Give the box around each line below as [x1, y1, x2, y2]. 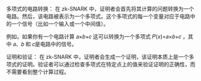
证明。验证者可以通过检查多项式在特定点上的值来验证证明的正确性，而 [22, 61, 196, 68]
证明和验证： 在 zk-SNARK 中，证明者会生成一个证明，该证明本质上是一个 [6, 53, 189, 60]
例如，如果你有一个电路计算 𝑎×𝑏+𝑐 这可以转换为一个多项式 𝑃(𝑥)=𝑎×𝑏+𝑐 [6, 33, 182, 40]
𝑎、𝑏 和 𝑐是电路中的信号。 [13, 41, 77, 47]
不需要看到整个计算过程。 [6, 68, 70, 75]
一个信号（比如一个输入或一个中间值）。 [11, 20, 109, 27]
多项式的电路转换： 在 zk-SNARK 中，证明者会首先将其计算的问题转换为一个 [6, 5, 194, 12]
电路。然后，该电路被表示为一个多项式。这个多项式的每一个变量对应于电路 [6, 13, 190, 20]
